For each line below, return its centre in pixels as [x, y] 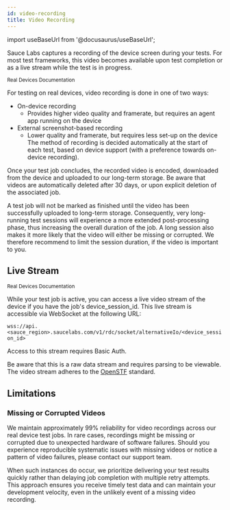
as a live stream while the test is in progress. [69, 67]
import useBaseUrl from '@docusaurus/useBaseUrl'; [81, 39]
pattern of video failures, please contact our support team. [90, 457]
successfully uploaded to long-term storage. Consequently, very [98, 213]
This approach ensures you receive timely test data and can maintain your [112, 485]
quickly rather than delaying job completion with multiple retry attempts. [108, 477]
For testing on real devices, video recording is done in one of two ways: [108, 93]
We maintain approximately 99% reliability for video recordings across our [112, 428]
